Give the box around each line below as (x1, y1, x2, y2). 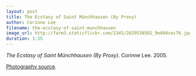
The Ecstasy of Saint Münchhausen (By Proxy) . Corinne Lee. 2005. (6, 52, 168, 58)
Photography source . (6, 63, 57, 70)
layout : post (6, 8, 38, 15)
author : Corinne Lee (6, 19, 57, 25)
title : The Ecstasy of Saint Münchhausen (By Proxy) (6, 14, 137, 20)
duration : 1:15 (6, 36, 43, 42)
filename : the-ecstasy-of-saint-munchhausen (6, 25, 116, 31)
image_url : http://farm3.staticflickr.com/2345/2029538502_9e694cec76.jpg (6, 30, 192, 36)
